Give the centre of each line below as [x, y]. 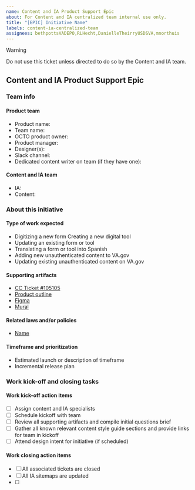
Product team [23, 111]
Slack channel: [32, 155]
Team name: [30, 130]
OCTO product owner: [41, 136]
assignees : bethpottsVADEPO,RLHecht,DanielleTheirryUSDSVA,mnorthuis [93, 34]
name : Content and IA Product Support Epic [60, 11]
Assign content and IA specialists [55, 408]
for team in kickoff [37, 435]
